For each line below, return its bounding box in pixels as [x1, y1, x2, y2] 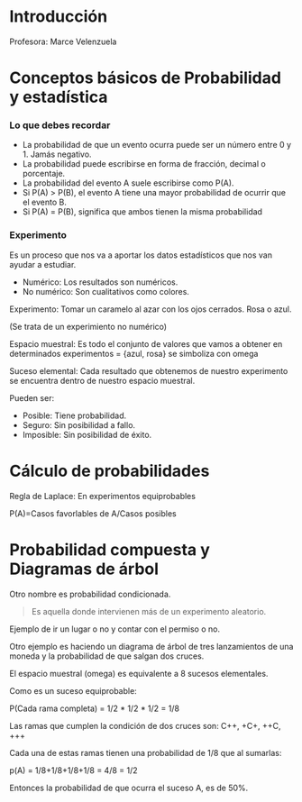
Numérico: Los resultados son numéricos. [22, 277, 178, 287]
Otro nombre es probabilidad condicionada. [9, 588, 171, 599]
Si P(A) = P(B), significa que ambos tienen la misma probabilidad [22, 206, 263, 217]
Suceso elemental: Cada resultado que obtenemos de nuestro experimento [9, 365, 288, 376]
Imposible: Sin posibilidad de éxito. [22, 429, 152, 440]
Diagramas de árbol [9, 559, 160, 579]
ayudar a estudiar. [9, 259, 77, 269]
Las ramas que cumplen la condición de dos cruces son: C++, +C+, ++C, [9, 720, 281, 731]
